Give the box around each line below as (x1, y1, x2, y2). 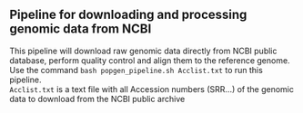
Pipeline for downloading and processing (9, 7, 247, 23)
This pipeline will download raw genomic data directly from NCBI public (9, 45, 278, 56)
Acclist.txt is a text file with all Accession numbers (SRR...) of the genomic (9, 83, 294, 94)
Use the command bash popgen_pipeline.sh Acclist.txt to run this (9, 64, 264, 75)
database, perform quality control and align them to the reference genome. (9, 54, 290, 66)
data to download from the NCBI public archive (9, 93, 186, 104)
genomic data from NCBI (9, 22, 152, 37)
